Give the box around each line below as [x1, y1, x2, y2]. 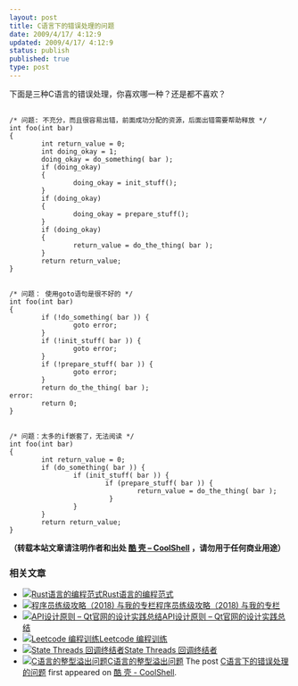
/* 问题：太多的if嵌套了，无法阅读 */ [9, 431, 135, 440]
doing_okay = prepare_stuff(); [72, 209, 190, 219]
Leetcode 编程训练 [99, 633, 168, 644]
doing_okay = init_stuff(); [72, 178, 178, 188]
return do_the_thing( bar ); [41, 383, 150, 392]
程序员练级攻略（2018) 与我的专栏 [155, 600, 281, 611]
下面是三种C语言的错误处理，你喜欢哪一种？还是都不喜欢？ [9, 88, 227, 99]
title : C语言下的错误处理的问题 [9, 21, 115, 30]
